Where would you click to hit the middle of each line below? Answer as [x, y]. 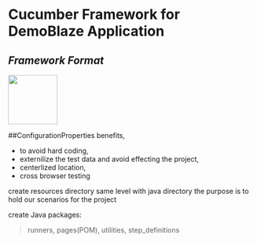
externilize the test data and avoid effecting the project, [109, 159]
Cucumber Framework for [94, 15]
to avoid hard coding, [54, 151]
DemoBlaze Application [86, 31]
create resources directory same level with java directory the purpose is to [128, 191]
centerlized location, [53, 168]
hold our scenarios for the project [62, 199]
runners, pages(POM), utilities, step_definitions [103, 230]
